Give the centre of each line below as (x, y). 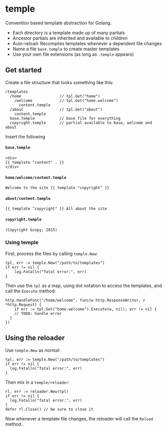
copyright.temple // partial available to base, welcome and (81, 123)
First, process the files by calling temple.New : (51, 254)
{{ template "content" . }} (35, 162)
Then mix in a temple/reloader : (37, 382)
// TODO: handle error (38, 313)
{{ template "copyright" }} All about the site (56, 209)
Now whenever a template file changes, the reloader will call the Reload (79, 418)
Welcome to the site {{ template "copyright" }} (57, 188)
